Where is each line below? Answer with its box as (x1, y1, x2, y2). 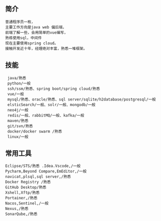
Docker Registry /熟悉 (5, 180, 51, 185)
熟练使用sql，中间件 (5, 35, 42, 40)
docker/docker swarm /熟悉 (7, 129, 62, 134)
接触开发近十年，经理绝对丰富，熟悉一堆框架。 (5, 46, 87, 51)
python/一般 (7, 81, 31, 86)
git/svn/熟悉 (7, 124, 33, 129)
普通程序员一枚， (5, 19, 35, 24)
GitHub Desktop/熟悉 (5, 185, 46, 190)
